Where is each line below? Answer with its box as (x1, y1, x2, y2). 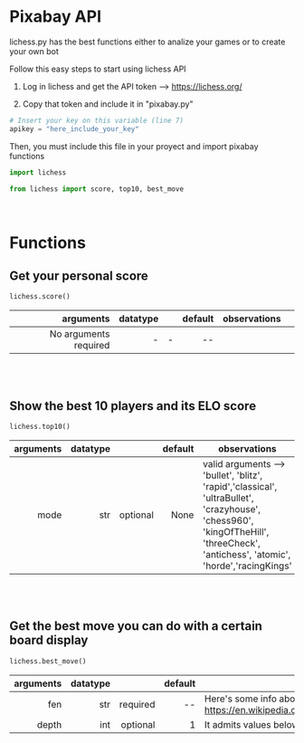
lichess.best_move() (9, 656, 88, 666)
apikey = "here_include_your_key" (9, 124, 140, 133)
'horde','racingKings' (203, 559, 292, 572)
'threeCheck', (203, 537, 261, 549)
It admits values (204, 718, 271, 730)
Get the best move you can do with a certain (9, 618, 262, 634)
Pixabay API (9, 6, 102, 27)
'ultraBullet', (203, 491, 255, 504)
